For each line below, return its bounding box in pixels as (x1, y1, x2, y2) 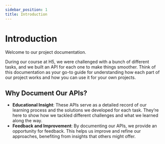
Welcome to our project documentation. (5, 49, 87, 55)
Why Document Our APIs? (5, 89, 88, 97)
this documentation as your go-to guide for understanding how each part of (5, 70, 160, 75)
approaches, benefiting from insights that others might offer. (12, 134, 136, 140)
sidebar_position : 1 (5, 7, 48, 12)
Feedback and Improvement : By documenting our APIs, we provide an (12, 123, 157, 129)
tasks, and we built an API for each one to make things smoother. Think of (5, 64, 156, 70)
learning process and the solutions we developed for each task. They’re (12, 107, 159, 113)
